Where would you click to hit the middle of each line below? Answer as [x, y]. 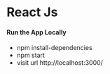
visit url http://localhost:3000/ [60, 63]
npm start [30, 55]
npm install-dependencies [54, 48]
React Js [32, 12]
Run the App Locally [37, 32]
